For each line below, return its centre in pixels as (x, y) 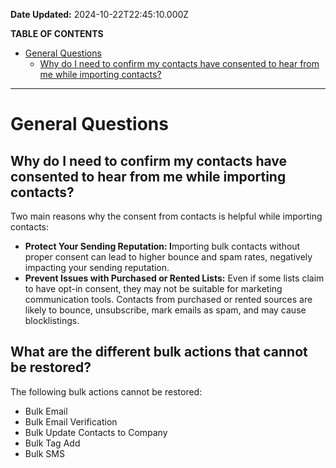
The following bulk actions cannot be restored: (106, 391)
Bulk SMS (44, 453)
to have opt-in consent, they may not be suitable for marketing (153, 288)
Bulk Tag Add (52, 443)
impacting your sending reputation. (97, 267)
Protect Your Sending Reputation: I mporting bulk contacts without (162, 246)
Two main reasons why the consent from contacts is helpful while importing (166, 216)
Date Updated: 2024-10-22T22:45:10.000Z (100, 14)
